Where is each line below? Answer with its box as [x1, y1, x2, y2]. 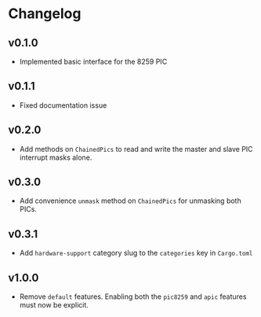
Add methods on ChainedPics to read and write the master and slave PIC [19, 144, 253, 153]
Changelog [8, 5, 82, 23]
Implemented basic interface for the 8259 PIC [19, 57, 168, 66]
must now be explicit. [19, 300, 89, 310]
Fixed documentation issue [19, 100, 107, 110]
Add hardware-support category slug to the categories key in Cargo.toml [19, 249, 253, 258]
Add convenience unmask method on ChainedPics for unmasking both [19, 196, 241, 205]
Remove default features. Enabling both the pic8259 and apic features [19, 292, 247, 301]
